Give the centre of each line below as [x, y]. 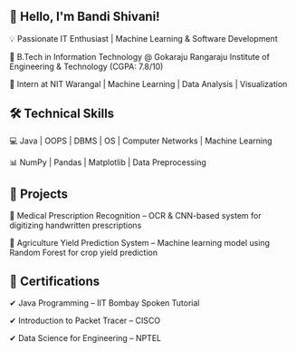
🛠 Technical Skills [62, 114]
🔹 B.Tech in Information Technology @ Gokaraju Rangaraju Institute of [139, 56]
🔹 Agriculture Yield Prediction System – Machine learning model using [139, 243]
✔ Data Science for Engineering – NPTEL [86, 338]
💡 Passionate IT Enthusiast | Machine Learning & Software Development [143, 38]
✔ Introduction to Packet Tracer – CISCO [85, 321]
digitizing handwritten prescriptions [76, 225]
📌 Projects [39, 195]
